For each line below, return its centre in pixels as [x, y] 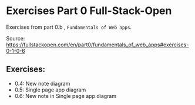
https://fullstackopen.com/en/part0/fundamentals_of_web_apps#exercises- [97, 45]
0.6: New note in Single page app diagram [65, 96]
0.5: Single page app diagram [50, 90]
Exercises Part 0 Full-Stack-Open [89, 11]
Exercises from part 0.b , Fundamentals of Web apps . [69, 27]
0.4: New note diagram [42, 83]
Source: [16, 38]
